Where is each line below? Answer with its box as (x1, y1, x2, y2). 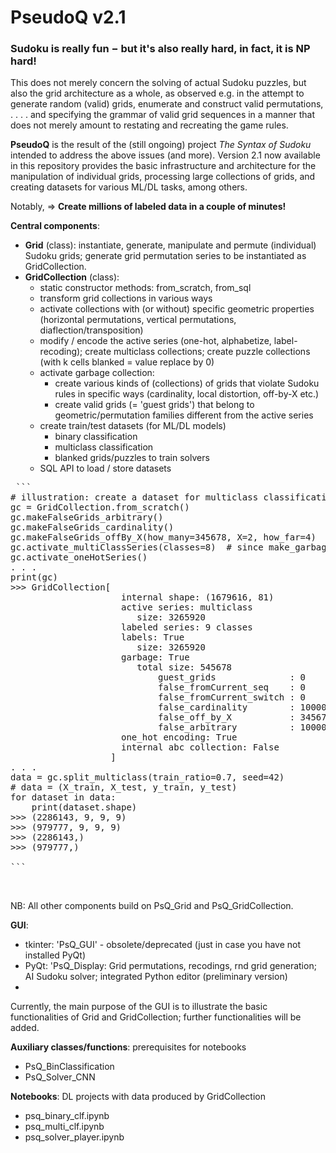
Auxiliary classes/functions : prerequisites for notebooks (10, 1041, 247, 1053)
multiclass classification (54, 441, 154, 453)
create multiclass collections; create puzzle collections (84, 346, 311, 358)
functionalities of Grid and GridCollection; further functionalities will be (10, 1011, 302, 1023)
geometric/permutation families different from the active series (54, 409, 314, 421)
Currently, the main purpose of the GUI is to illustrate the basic (10, 1001, 268, 1013)
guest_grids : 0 (158, 672, 307, 683)
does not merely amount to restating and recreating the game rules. (10, 119, 289, 131)
